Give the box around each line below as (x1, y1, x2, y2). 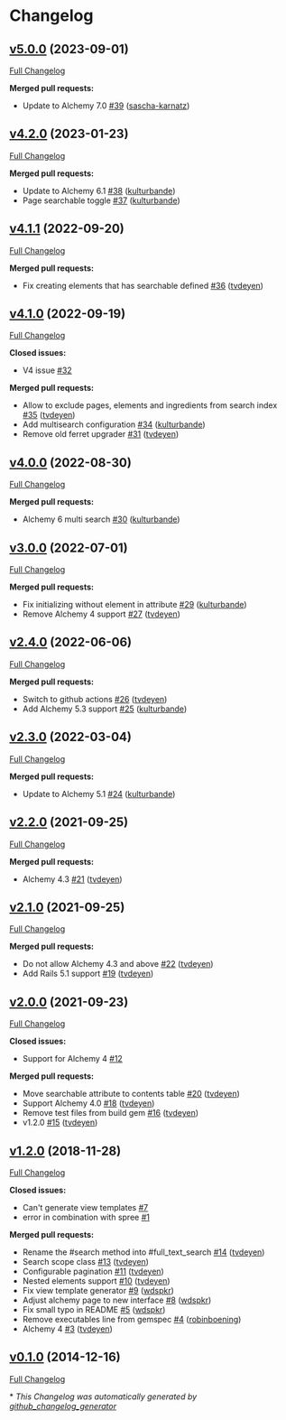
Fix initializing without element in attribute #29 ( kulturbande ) (22, 599, 247, 610)
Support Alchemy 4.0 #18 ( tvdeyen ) (22, 1098, 155, 1109)
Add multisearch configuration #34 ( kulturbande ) (22, 419, 206, 430)
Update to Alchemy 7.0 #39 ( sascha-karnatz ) (22, 100, 190, 111)
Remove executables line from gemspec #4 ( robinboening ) (22, 1313, 242, 1324)
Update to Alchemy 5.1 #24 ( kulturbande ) (22, 788, 176, 799)
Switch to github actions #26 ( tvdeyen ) (22, 693, 168, 704)
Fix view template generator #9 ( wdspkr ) (22, 1285, 174, 1295)
